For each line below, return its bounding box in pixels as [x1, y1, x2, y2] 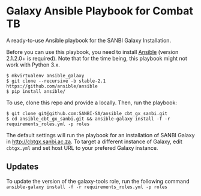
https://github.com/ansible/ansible [6, 83, 98, 89]
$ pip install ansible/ [6, 88, 66, 94]
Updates [6, 162, 39, 172]
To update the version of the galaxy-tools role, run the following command [6, 177, 190, 185]
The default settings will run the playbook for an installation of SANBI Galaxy [6, 131, 195, 138]
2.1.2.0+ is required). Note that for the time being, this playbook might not [6, 55, 188, 62]
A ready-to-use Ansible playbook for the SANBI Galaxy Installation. [6, 37, 172, 44]
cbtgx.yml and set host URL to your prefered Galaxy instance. [6, 144, 158, 151]
